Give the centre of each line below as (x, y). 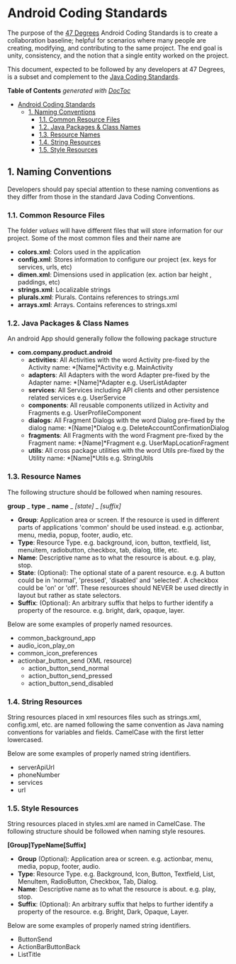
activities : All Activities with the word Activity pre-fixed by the (119, 360)
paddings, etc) (39, 282)
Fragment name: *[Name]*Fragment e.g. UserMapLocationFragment (128, 443)
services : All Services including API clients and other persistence (124, 390)
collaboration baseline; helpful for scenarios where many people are (107, 40)
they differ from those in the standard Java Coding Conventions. (101, 196)
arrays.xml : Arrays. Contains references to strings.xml (97, 305)
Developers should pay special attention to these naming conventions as (113, 189)
